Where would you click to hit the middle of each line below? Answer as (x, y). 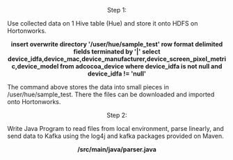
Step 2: (117, 115)
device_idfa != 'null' (117, 73)
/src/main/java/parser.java (117, 149)
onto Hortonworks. (34, 102)
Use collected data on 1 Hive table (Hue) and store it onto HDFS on (103, 23)
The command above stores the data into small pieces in (88, 87)
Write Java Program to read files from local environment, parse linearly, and (115, 128)
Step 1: (117, 10)
